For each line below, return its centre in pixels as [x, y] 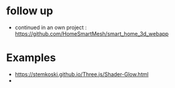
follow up [30, 11]
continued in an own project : [51, 27]
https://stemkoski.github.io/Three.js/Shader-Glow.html [82, 74]
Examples [31, 58]
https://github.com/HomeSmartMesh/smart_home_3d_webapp [92, 33]
